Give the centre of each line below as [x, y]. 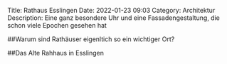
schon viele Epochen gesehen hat [57, 25]
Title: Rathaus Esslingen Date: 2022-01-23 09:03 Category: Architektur [111, 10]
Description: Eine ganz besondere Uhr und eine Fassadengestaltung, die [114, 18]
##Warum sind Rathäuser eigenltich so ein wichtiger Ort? [91, 39]
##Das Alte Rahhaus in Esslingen [56, 53]
